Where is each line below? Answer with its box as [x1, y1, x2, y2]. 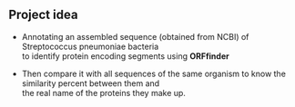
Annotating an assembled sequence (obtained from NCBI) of [21, 31, 249, 42]
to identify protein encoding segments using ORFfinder [21, 50, 229, 62]
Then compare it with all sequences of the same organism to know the [21, 68, 286, 79]
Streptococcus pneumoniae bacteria [21, 41, 159, 52]
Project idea [8, 7, 78, 23]
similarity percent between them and [21, 77, 160, 89]
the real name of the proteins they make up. [21, 87, 186, 98]
